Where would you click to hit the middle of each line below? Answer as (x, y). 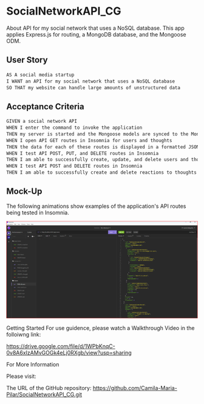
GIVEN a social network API (42, 122)
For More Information (33, 365)
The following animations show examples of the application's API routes (96, 206)
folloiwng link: (24, 335)
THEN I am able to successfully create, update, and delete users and (97, 160)
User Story (27, 60)
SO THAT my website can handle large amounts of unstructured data (93, 87)
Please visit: (21, 376)
